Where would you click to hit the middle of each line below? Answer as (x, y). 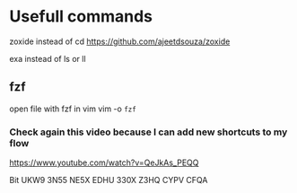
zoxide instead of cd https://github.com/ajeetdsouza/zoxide (120, 41)
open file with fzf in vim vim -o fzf (73, 109)
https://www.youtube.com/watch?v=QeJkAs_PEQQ (104, 162)
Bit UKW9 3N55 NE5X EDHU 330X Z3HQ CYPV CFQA (109, 180)
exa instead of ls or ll (48, 58)
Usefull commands (81, 17)
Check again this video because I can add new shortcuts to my (148, 132)
